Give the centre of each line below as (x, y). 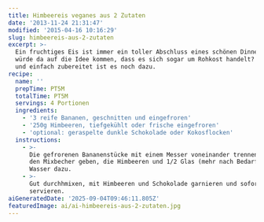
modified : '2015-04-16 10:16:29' (63, 30)
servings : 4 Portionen (52, 103)
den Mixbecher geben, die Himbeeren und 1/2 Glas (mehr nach (131, 162)
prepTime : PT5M (40, 89)
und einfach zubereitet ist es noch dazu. (86, 67)
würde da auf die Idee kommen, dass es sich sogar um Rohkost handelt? (135, 60)
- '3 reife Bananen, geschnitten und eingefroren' (107, 118)
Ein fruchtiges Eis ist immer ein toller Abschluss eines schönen (126, 52)
